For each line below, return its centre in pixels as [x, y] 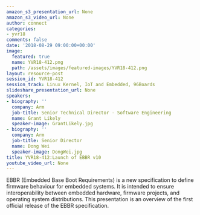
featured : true [31, 57]
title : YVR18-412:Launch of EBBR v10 [54, 157]
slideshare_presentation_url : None [51, 90]
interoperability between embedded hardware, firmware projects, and [93, 193]
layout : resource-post [35, 73]
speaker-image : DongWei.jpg [47, 152]
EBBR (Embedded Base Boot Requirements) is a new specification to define [100, 180]
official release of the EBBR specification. [58, 206]
